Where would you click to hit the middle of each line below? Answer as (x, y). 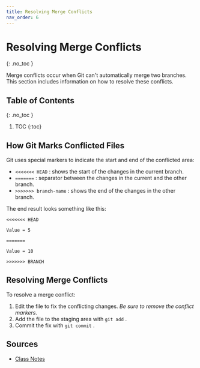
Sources (22, 344)
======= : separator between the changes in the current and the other (101, 178)
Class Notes (30, 358)
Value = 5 (19, 231)
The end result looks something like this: (56, 209)
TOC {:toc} (28, 127)
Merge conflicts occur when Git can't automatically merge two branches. (97, 75)
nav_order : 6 (23, 17)
